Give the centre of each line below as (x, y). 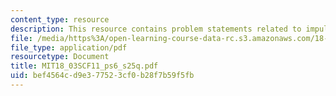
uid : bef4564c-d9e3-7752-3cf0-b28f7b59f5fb (102, 76)
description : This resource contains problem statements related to (156, 29)
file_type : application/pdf (69, 47)
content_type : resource (60, 19)
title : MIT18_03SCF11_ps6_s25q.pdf (84, 66)
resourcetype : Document (60, 57)
